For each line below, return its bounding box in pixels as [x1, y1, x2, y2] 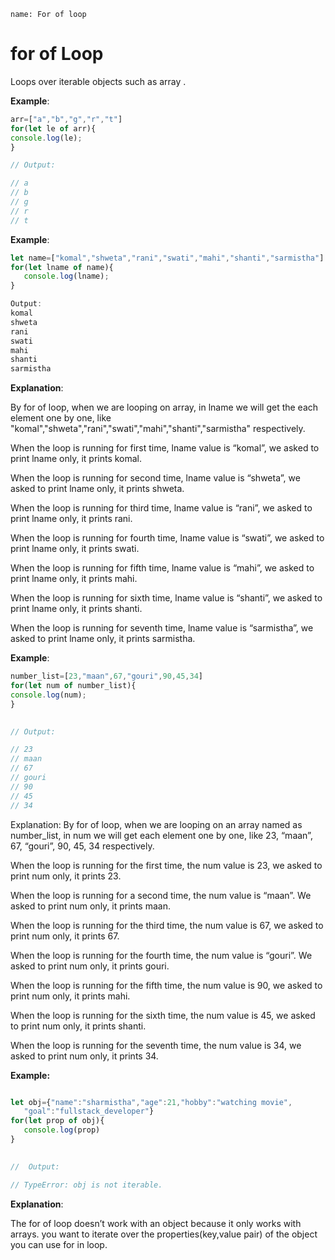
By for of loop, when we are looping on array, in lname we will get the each [10, 401, 319, 414]
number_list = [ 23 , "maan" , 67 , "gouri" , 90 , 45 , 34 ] [10, 671, 204, 682]
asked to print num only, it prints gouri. [10, 960, 170, 972]
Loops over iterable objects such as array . [10, 75, 187, 87]
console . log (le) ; [10, 133, 83, 143]
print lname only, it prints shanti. [10, 603, 143, 615]
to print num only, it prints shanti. [10, 1020, 147, 1032]
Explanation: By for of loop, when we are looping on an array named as [10, 818, 303, 830]
